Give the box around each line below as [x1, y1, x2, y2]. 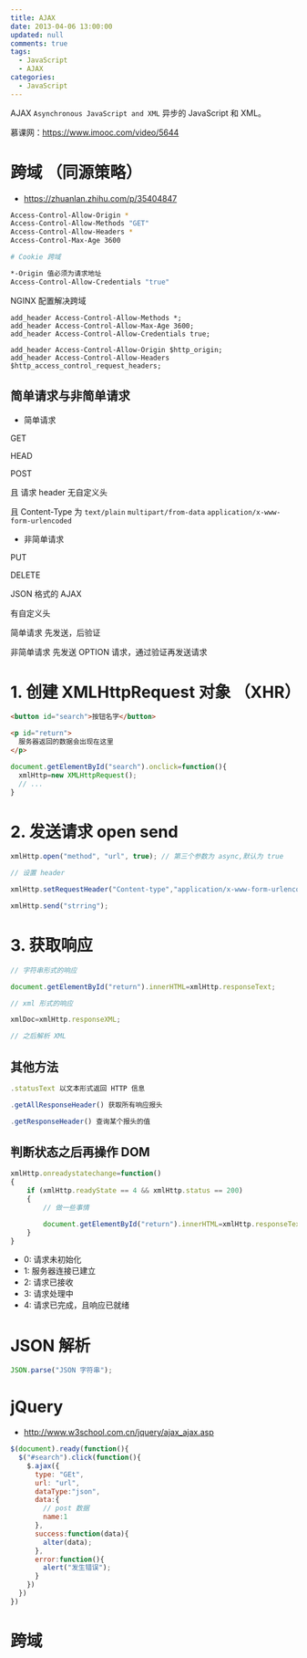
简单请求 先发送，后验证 [10, 627, 101, 638]
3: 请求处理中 [23, 1288, 74, 1299]
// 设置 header [10, 869, 66, 878]
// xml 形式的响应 [10, 998, 74, 1008]
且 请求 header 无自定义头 [10, 486, 108, 497]
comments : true [10, 38, 68, 48]
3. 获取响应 [10, 935, 94, 956]
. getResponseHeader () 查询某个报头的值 [10, 1117, 151, 1126]
